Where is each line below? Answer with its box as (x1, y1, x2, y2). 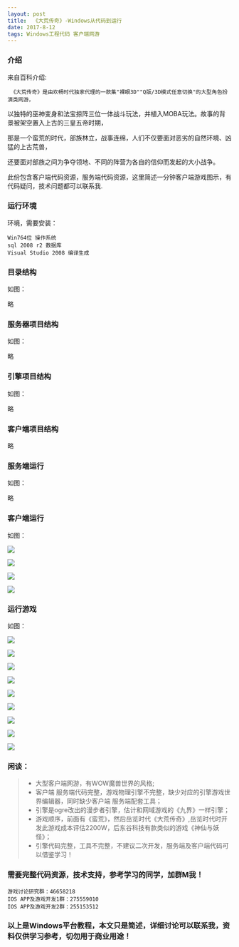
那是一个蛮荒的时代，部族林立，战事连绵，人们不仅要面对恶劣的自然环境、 (7, 133, 225, 142)
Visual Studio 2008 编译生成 (7, 249, 90, 257)
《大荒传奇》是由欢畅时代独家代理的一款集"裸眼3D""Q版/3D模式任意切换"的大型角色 (10, 88, 223, 96)
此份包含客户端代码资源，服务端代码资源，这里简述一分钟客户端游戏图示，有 (7, 173, 232, 181)
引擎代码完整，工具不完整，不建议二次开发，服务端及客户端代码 (35, 841, 223, 850)
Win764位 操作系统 (7, 234, 57, 241)
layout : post (7, 10, 46, 18)
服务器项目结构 (7, 319, 59, 329)
